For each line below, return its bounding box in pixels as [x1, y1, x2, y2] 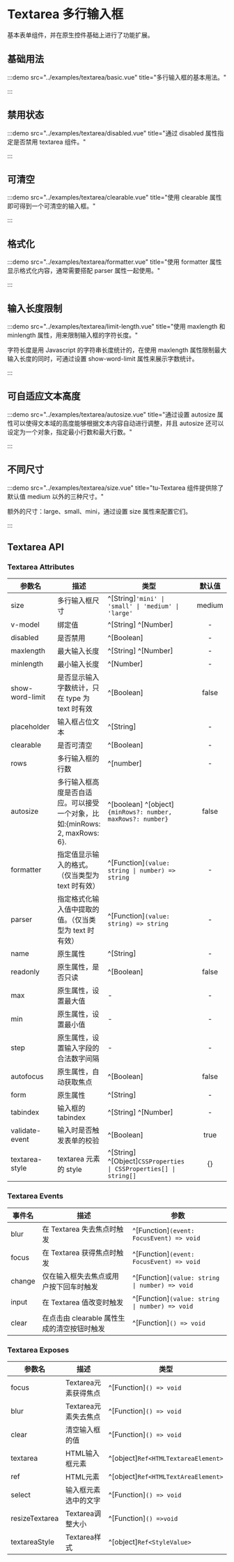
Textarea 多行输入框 [7, 6, 124, 22]
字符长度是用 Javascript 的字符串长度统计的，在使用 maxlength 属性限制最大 [7, 346, 227, 354]
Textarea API [7, 542, 65, 553]
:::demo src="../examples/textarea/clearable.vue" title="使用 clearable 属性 [7, 193, 222, 202]
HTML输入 [65, 1448, 100, 1458]
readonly [10, 967, 40, 977]
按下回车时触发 [49, 1281, 99, 1291]
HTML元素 [65, 1472, 100, 1482]
